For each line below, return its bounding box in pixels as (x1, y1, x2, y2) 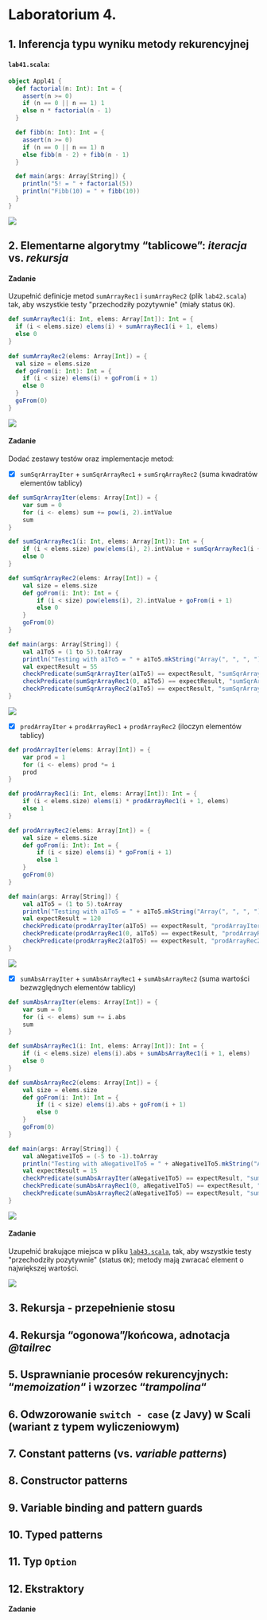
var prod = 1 (22, 753, 66, 761)
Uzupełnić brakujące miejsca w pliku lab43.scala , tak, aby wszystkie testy (8, 1246, 252, 1255)
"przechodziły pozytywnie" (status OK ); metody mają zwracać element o (8, 1255, 244, 1264)
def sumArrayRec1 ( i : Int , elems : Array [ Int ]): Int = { (8, 315, 194, 323)
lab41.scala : (8, 60, 50, 69)
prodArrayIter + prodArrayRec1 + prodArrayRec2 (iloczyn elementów (19, 721, 242, 731)
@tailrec (8, 1341, 52, 1354)
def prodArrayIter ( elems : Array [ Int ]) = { (8, 746, 151, 754)
